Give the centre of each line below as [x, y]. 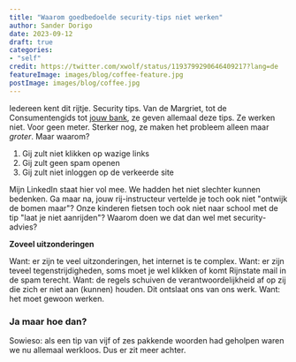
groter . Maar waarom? [49, 136]
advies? [23, 227]
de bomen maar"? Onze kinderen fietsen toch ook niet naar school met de [144, 207]
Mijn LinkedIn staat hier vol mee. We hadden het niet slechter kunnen [135, 189]
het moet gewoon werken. [57, 298]
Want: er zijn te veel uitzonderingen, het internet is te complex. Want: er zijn [147, 260]
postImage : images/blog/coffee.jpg [75, 83]
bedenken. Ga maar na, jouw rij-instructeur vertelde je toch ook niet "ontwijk [148, 199]
